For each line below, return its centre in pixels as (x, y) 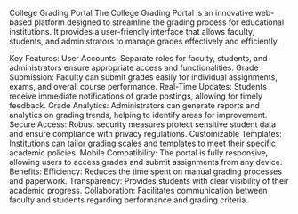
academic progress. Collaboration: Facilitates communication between (138, 190)
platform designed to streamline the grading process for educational (159, 22)
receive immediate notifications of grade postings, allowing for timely (136, 96)
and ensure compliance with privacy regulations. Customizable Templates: (145, 134)
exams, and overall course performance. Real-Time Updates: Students (138, 87)
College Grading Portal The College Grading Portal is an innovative (131, 13)
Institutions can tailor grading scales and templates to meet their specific (142, 143)
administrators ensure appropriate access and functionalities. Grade (134, 67)
